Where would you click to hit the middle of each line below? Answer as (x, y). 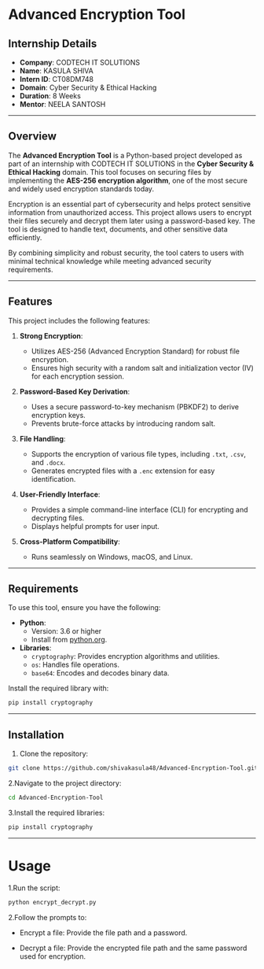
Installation (36, 735)
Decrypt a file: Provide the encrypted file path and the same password (133, 948)
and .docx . (48, 462)
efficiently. (25, 237)
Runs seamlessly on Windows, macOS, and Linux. (112, 557)
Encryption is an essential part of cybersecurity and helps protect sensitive (130, 204)
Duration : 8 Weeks (50, 96)
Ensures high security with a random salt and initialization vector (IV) (142, 368)
